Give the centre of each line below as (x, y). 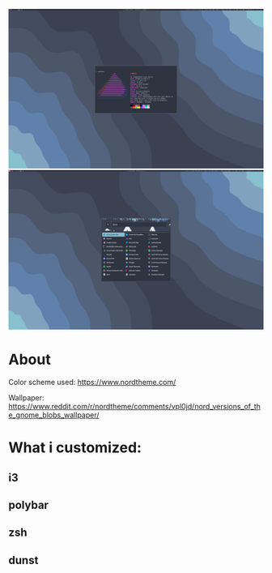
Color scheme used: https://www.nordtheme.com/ (92, 382)
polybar (28, 505)
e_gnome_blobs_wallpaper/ (54, 415)
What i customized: (75, 448)
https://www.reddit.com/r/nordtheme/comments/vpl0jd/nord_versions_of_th (135, 406)
